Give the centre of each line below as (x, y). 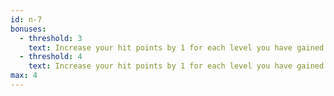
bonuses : (28, 29)
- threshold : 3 (51, 38)
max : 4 (24, 76)
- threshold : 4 (51, 57)
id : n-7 (26, 19)
